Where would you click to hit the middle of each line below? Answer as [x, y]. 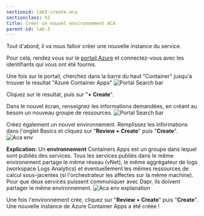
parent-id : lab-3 [28, 29]
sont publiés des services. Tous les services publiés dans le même [90, 156]
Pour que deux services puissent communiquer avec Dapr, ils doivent [93, 182]
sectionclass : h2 [28, 18]
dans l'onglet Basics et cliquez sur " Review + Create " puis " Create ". [92, 131]
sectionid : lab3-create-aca [42, 12]
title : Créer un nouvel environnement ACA [61, 23]
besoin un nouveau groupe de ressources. [59, 113]
